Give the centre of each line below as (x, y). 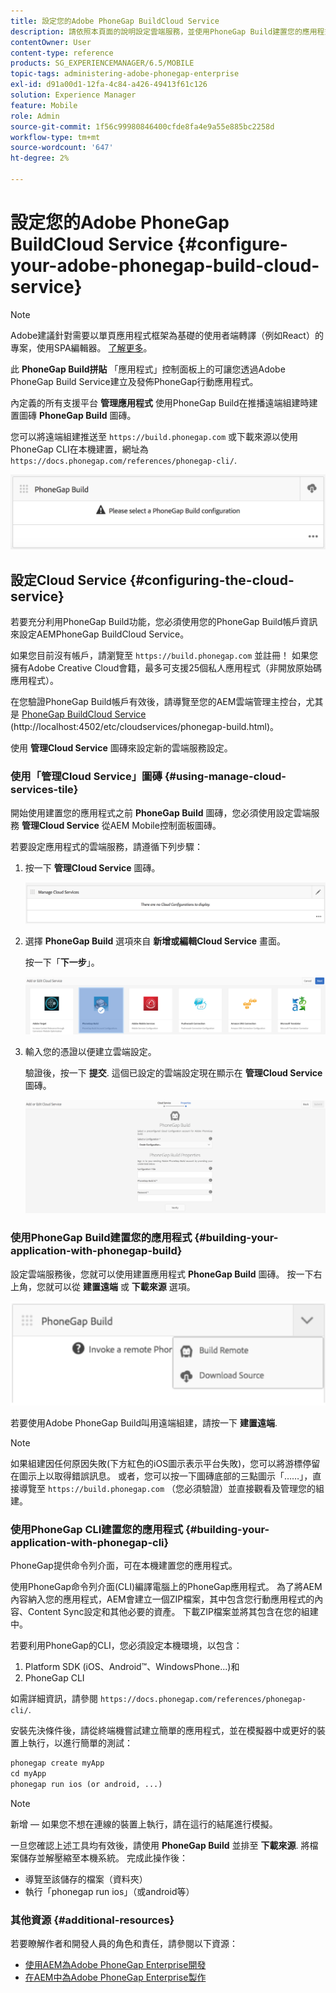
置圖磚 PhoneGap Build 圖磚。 (73, 415)
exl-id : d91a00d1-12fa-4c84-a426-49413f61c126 (109, 85)
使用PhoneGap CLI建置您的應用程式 (97, 1530)
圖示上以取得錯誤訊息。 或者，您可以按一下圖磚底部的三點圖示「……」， (165, 1476)
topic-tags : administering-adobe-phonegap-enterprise (125, 74)
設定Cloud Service (68, 580)
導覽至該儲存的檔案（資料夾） (86, 1879)
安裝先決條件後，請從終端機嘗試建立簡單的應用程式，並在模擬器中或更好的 (163, 1731)
